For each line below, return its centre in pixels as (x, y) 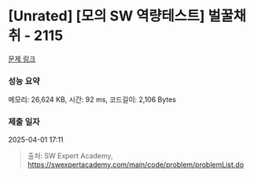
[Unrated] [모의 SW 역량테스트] (107, 16)
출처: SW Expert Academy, (70, 155)
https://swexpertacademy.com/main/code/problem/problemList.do (136, 164)
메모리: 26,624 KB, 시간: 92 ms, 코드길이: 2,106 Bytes (92, 99)
